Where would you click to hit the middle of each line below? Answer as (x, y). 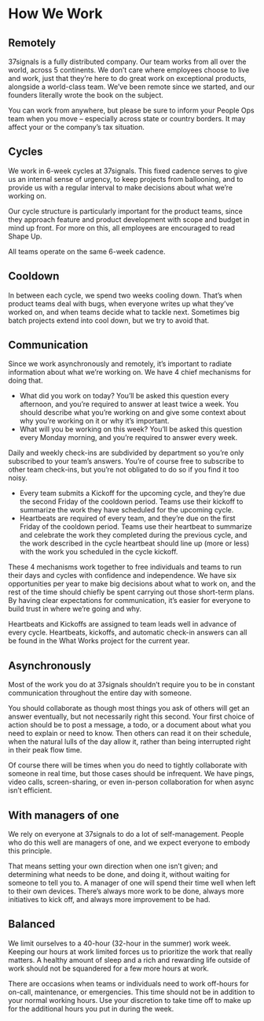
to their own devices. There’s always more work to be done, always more (126, 891)
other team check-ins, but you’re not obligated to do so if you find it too (124, 470)
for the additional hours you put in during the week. (91, 1008)
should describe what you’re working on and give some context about (132, 412)
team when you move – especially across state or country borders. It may (127, 118)
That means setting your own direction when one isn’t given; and (113, 866)
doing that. (26, 381)
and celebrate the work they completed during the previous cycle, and (133, 535)
